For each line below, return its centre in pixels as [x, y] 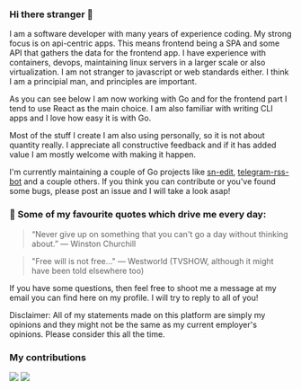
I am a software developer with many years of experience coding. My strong [150, 34]
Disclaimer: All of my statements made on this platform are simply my [137, 315]
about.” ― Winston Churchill [84, 244]
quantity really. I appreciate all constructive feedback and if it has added [143, 145]
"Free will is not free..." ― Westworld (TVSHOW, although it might [152, 261]
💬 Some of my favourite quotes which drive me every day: [138, 215]
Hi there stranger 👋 [51, 14]
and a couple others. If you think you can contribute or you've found [150, 182]
